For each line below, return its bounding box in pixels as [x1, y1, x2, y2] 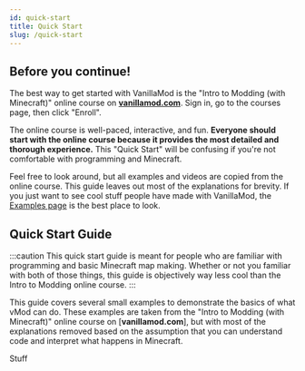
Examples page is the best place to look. [9, 200, 161, 211]
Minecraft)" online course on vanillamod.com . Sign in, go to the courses [9, 97, 281, 109]
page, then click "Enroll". [9, 107, 102, 118]
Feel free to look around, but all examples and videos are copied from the [9, 171, 284, 182]
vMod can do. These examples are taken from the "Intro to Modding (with [9, 307, 285, 317]
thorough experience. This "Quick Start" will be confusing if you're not [9, 144, 277, 155]
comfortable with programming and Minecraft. [9, 153, 182, 164]
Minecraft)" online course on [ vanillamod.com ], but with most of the [9, 317, 266, 327]
